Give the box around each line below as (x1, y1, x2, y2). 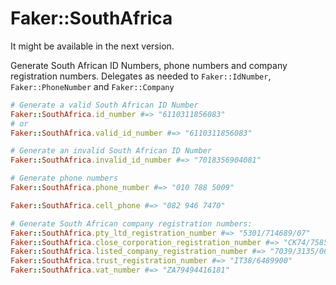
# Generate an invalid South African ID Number (10, 146, 213, 156)
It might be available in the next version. (10, 40, 175, 52)
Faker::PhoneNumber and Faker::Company (10, 80, 175, 92)
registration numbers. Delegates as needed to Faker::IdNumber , (10, 70, 272, 82)
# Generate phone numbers (10, 173, 118, 184)
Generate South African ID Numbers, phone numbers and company (10, 59, 288, 71)
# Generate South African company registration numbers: (10, 218, 253, 229)
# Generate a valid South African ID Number (10, 100, 199, 110)
